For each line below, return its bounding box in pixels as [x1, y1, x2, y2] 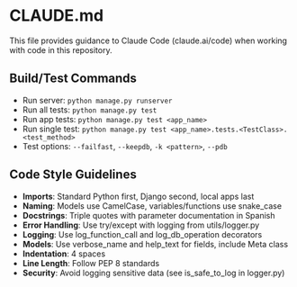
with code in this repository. [9, 44, 112, 55]
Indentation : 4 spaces [22, 248, 106, 259]
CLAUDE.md [9, 5, 104, 26]
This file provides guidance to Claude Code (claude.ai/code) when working [9, 35, 288, 46]
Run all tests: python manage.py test [22, 104, 157, 115]
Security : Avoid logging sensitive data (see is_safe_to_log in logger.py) [22, 267, 285, 278]
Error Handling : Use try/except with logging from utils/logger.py [22, 220, 260, 230]
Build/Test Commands [9, 71, 138, 86]
